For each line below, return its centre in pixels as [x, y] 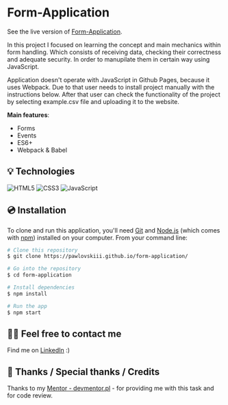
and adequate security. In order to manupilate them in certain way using [109, 59]
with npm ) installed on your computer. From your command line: [98, 237]
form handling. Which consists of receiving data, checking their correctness [114, 52]
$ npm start [24, 313]
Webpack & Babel [42, 150]
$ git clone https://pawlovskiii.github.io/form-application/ [98, 257]
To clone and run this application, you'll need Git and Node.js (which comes [114, 230]
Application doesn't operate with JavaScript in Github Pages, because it [109, 79]
